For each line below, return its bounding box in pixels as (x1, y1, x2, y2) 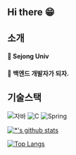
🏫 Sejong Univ (7, 52, 49, 61)
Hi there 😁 (7, 6, 55, 18)
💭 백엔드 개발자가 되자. (7, 69, 69, 77)
